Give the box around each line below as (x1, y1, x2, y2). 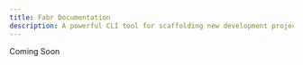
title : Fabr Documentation (9, 12, 111, 22)
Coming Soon (9, 45, 60, 56)
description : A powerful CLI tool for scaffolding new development (9, 21, 269, 30)
